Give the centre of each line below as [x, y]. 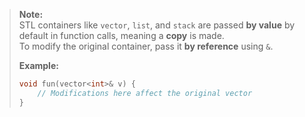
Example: [38, 65]
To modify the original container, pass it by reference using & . [146, 46]
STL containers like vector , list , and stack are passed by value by [157, 25]
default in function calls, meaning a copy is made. [121, 35]
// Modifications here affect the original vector [145, 93]
